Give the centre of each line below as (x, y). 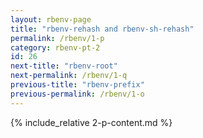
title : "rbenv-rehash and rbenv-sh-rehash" (102, 29)
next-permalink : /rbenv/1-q (69, 76)
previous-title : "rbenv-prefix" (77, 85)
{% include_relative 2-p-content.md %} (91, 122)
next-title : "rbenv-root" (64, 66)
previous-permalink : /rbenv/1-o (77, 94)
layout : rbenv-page (51, 19)
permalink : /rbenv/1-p (57, 38)
